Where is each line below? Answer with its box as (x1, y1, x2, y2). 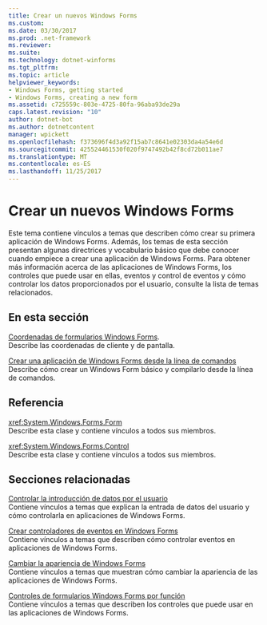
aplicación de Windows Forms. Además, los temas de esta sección (8, 236, 229, 246)
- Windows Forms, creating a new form (8, 93, 137, 101)
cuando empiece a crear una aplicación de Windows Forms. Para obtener (8, 253, 250, 263)
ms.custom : (8, 19, 45, 27)
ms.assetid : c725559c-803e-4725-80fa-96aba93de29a (8, 101, 181, 109)
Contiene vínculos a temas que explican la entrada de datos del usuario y (8, 502, 250, 512)
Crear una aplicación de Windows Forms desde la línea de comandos (8, 356, 237, 366)
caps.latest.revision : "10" (8, 109, 102, 117)
